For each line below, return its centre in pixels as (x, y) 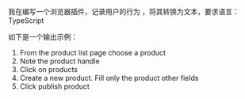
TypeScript (26, 21)
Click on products (48, 69)
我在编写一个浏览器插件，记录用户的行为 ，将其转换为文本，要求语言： (124, 11)
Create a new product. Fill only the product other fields (109, 78)
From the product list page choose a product (93, 53)
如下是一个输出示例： (43, 37)
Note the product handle (60, 61)
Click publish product (54, 86)
